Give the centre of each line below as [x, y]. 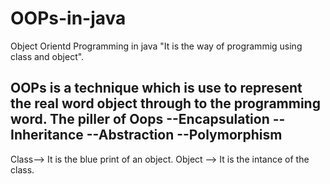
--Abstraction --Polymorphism [184, 135]
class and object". [47, 56]
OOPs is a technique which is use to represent [156, 88]
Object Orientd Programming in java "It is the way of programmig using [156, 46]
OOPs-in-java [68, 18]
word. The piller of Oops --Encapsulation [140, 119]
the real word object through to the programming [165, 103]
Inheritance [47, 135]
